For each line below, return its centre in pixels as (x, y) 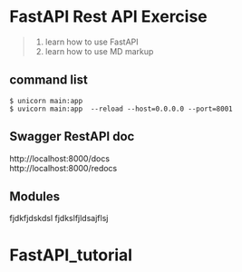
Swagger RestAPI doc (72, 136)
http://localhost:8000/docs (60, 158)
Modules (35, 196)
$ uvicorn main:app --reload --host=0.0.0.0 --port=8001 (121, 109)
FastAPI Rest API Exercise (109, 17)
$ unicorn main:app (46, 101)
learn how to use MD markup (99, 51)
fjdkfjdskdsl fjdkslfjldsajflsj (59, 219)
